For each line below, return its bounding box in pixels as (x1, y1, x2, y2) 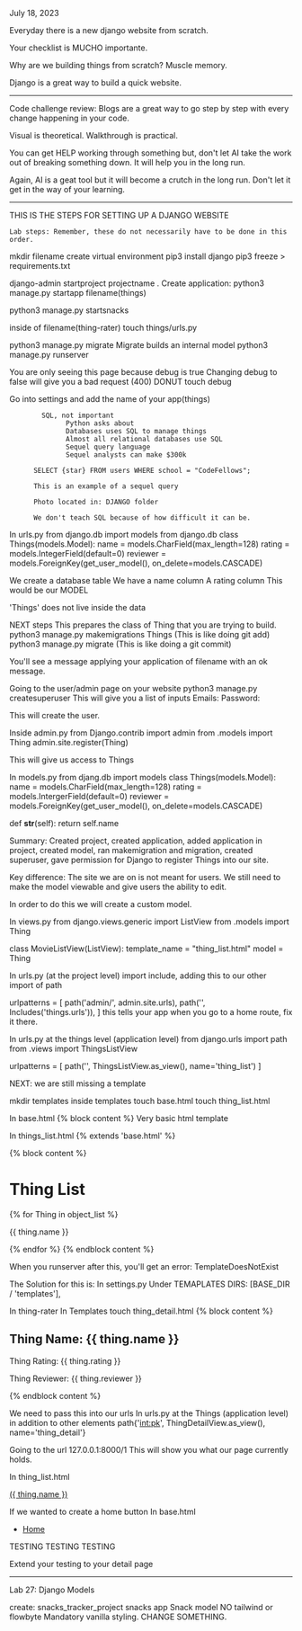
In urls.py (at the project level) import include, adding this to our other (9, 970, 267, 981)
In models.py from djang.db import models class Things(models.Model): (9, 772, 277, 782)
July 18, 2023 (9, 8, 60, 18)
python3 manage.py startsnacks (9, 305, 129, 316)
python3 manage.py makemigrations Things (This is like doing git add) (9, 629, 271, 639)
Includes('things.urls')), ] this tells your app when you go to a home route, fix (9, 1007, 293, 1017)
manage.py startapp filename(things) (9, 288, 147, 298)
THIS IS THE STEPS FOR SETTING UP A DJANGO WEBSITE (9, 210, 229, 220)
